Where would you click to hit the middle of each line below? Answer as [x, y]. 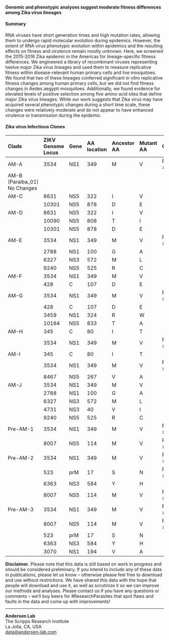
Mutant [148, 143]
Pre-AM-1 [21, 429]
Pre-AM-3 [21, 509]
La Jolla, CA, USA [23, 627]
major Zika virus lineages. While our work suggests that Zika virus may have [84, 99]
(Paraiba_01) [23, 182]
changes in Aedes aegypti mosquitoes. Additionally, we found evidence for [83, 89]
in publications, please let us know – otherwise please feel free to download [84, 575]
